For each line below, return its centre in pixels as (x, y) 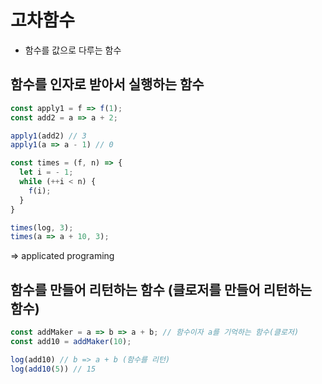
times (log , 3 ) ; (42, 227)
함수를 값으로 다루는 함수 (73, 50)
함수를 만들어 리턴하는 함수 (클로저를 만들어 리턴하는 (161, 289)
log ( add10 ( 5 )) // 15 (53, 369)
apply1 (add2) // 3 (48, 136)
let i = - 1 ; (46, 172)
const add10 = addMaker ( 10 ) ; (71, 341)
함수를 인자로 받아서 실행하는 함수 (107, 84)
